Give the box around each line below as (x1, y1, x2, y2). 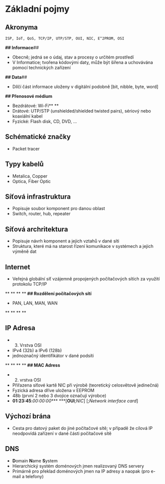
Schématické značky (5, 133, 71, 141)
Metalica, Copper (12, 173, 48, 179)
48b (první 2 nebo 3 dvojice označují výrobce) (12, 393, 107, 398)
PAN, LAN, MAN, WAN (12, 300, 58, 306)
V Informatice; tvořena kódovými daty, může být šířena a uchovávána (12, 60, 153, 65)
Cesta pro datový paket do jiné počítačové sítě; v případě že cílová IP (12, 425, 153, 431)
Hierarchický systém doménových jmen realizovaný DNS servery (12, 463, 144, 469)
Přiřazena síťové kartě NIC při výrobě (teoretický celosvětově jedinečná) (12, 382, 159, 388)
